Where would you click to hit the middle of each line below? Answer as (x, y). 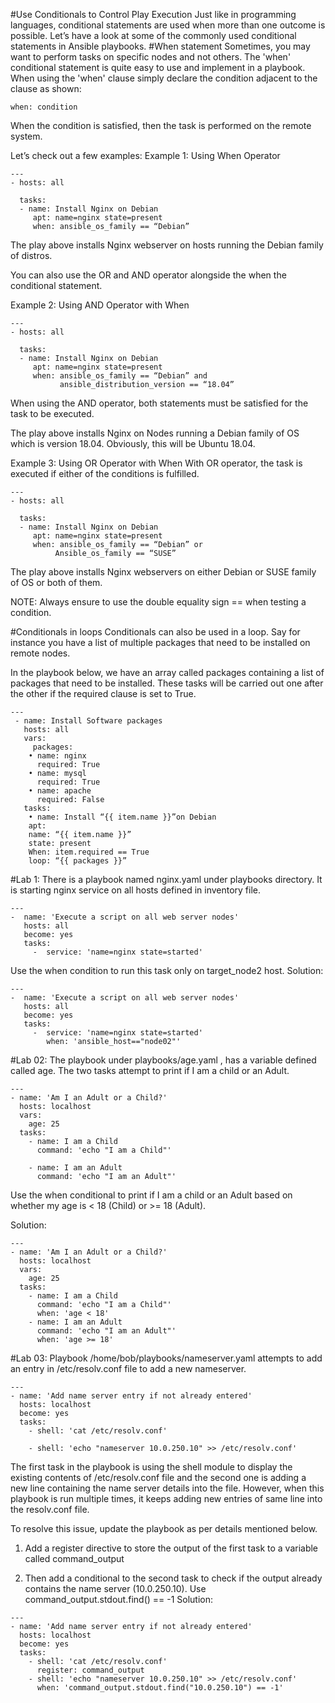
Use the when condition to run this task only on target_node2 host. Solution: (167, 970)
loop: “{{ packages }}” (78, 861)
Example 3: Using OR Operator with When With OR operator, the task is (156, 463)
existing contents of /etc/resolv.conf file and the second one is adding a (158, 1477)
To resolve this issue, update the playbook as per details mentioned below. (164, 1528)
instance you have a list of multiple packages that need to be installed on (160, 642)
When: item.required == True (89, 852)
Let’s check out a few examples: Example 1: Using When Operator (145, 155)
